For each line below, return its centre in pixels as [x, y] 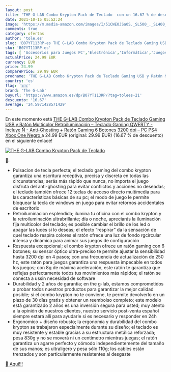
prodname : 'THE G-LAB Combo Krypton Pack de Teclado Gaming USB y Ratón [84, 76]
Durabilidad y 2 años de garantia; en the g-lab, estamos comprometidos [88, 284]
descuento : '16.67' [26, 100]
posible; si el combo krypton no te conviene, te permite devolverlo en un [89, 295]
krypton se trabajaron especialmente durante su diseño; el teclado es [85, 327]
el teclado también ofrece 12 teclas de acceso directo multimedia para [86, 192]
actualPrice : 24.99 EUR [31, 57]
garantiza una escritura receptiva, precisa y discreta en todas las [81, 176]
